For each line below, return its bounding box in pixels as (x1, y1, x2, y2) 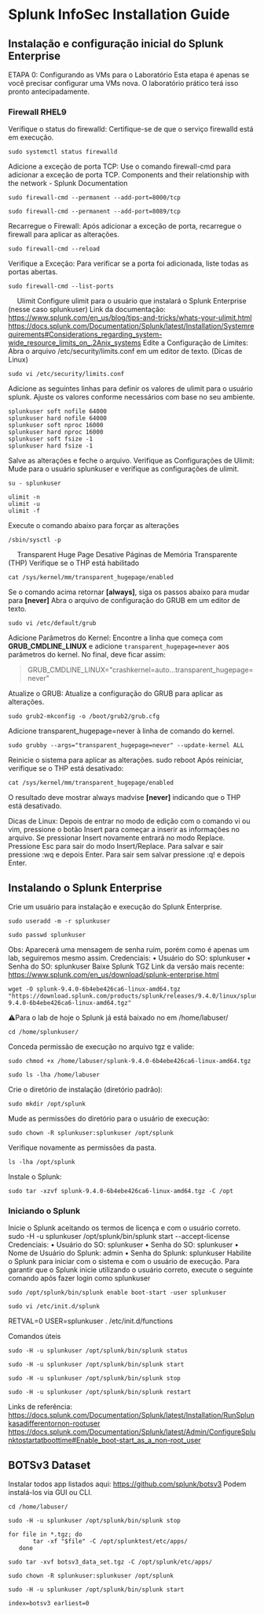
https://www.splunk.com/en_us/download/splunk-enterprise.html (8, 970, 219, 980)
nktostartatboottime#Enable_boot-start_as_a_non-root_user (8, 1436, 202, 1445)
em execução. (8, 132, 54, 143)
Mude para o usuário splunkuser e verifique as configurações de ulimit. (8, 464, 240, 474)
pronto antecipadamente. (8, 87, 90, 96)
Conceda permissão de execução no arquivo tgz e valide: (8, 1042, 195, 1051)
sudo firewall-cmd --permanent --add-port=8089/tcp (8, 207, 181, 216)
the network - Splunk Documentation (8, 179, 128, 188)
